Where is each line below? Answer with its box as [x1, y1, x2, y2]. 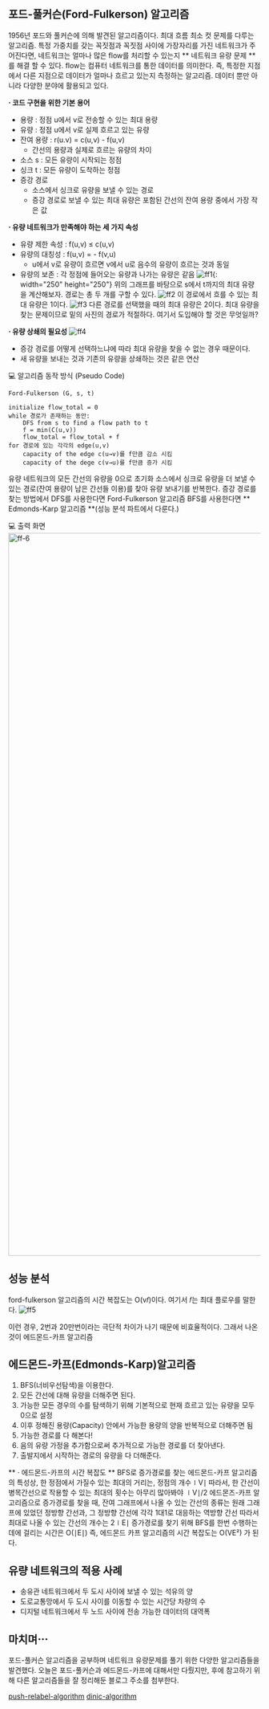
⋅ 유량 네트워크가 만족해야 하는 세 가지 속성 [8, 222, 139, 231]
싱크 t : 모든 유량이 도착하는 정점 [19, 165, 121, 174]
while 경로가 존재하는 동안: [8, 412, 90, 420]
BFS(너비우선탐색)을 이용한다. [19, 1381, 114, 1390]
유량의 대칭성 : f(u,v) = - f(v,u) [19, 249, 116, 259]
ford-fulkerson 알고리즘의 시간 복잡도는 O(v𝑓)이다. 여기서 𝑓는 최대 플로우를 [8, 1295, 242, 1304]
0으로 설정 [19, 1410, 54, 1420]
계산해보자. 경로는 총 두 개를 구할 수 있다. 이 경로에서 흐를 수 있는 [28, 289, 250, 299]
